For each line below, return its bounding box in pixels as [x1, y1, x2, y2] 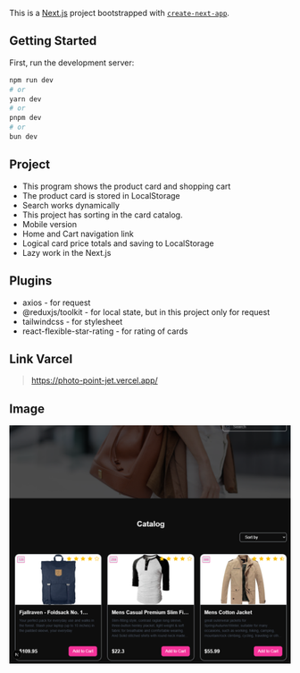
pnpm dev [9, 114, 42, 123]
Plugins [9, 273, 53, 289]
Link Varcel [9, 351, 73, 366]
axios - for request [21, 297, 91, 308]
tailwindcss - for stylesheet [21, 316, 123, 327]
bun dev [9, 132, 38, 141]
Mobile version [21, 218, 78, 229]
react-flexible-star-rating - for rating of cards [21, 326, 188, 336]
